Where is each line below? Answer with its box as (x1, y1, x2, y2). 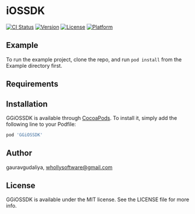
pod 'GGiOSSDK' (6, 132, 43, 138)
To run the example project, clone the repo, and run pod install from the (6, 56, 182, 63)
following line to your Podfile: (6, 120, 76, 127)
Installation (6, 99, 48, 109)
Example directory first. (6, 62, 62, 69)
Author (6, 148, 32, 158)
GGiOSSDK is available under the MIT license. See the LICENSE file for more (6, 196, 190, 203)
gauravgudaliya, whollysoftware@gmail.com (6, 164, 113, 171)
